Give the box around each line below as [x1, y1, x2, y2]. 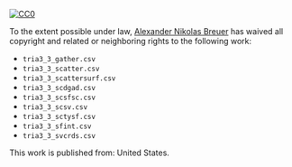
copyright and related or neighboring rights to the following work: [9, 36, 252, 46]
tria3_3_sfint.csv [22, 122, 92, 131]
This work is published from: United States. [9, 147, 169, 158]
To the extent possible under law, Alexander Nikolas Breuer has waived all [9, 26, 284, 36]
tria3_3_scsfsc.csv [22, 93, 96, 102]
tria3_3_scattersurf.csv [22, 74, 116, 83]
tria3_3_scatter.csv [22, 64, 100, 73]
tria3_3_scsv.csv [22, 103, 88, 112]
